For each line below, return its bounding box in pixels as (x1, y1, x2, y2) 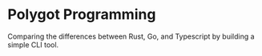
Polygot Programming (7, 6, 156, 24)
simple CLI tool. (7, 39, 59, 49)
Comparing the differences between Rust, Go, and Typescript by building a (7, 32, 255, 41)
